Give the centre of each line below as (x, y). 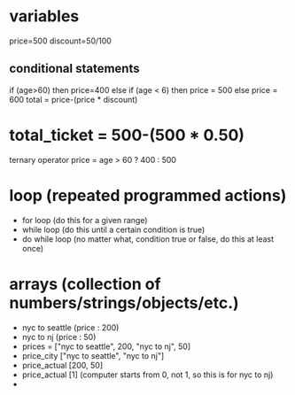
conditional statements (74, 69)
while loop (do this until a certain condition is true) (113, 229)
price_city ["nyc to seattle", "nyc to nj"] (93, 355)
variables (44, 16)
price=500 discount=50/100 (61, 41)
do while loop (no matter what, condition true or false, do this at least (148, 239)
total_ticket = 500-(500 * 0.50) (127, 135)
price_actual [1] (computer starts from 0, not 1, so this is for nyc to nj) (147, 375)
